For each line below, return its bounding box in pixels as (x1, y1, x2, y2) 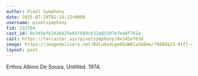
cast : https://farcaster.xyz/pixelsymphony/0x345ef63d (6, 36, 144, 42)
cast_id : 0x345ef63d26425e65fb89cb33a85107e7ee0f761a (6, 31, 141, 37)
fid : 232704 (6, 25, 35, 31)
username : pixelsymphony (6, 19, 67, 25)
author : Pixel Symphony (6, 8, 65, 15)
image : (6, 42, 22, 48)
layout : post (6, 47, 38, 53)
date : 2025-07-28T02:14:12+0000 (6, 14, 85, 20)
